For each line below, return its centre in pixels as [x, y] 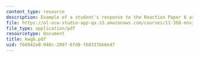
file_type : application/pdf [41, 28]
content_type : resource [36, 12]
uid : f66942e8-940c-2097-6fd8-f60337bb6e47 [61, 45]
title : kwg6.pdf [26, 39]
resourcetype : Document [36, 34]
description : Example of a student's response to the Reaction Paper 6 [96, 17]
